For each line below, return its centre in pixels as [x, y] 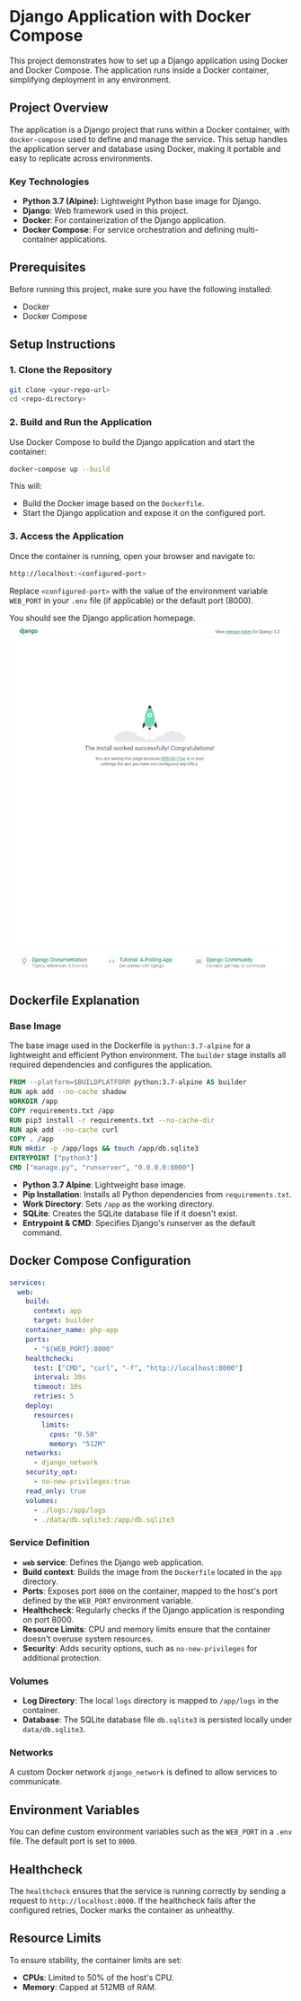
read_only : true [56, 1491]
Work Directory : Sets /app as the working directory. [118, 1204]
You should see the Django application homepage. [102, 618]
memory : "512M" [77, 1444]
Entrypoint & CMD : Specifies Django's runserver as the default [139, 1223]
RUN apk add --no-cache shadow [68, 1092]
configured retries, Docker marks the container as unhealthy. [122, 1910]
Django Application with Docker [130, 17]
